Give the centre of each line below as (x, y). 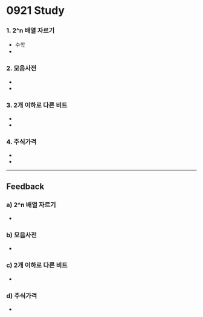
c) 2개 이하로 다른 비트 (37, 265)
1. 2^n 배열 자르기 (31, 31)
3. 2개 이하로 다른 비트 (37, 105)
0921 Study (36, 11)
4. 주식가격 (21, 142)
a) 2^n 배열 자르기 (31, 205)
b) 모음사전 (22, 235)
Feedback (25, 186)
